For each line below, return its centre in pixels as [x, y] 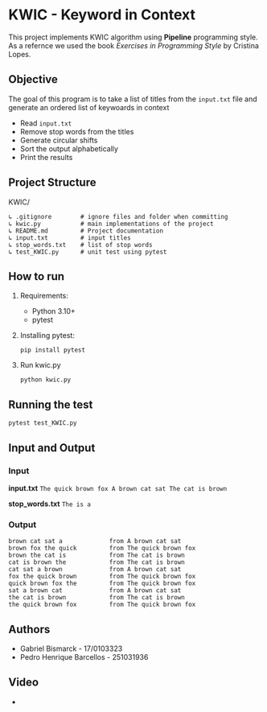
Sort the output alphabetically [69, 148]
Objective [33, 79]
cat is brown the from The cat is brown [97, 562]
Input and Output [52, 448]
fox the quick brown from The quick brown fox [102, 577]
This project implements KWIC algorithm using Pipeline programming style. [133, 37]
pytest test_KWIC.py [43, 423]
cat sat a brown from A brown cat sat [95, 570]
